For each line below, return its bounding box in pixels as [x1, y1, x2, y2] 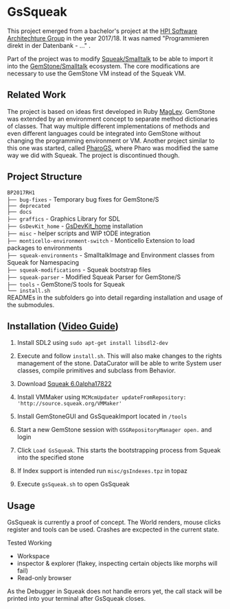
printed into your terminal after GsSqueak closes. [7, 595, 146, 603]
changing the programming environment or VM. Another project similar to [7, 136, 215, 145]
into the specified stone [16, 453, 84, 462]
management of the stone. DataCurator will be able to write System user [16, 359, 222, 368]
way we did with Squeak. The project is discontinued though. [7, 151, 180, 159]
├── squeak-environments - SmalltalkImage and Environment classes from [7, 251, 215, 259]
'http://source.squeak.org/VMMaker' [16, 401, 122, 407]
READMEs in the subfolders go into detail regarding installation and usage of [7, 293, 223, 302]
